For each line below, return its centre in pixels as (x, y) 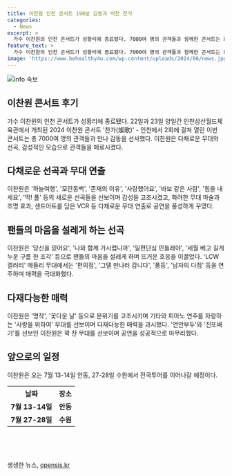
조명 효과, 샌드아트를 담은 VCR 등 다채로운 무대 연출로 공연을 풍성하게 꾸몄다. (111, 206)
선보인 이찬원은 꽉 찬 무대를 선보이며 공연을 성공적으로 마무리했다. (110, 333)
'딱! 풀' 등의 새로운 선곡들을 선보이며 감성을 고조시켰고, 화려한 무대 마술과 (121, 197)
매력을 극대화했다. (49, 274)
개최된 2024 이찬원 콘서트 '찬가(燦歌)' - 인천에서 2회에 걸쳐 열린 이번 (124, 129)
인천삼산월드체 (203, 121)
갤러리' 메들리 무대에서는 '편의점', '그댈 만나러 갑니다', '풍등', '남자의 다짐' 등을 (112, 265)
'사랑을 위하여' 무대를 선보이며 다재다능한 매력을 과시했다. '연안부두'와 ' (110, 324)
